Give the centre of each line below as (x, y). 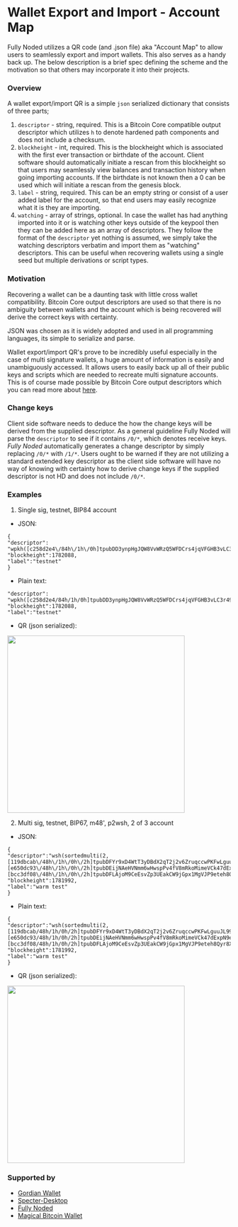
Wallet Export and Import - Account (114, 12)
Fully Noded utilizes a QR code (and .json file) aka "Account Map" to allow (115, 47)
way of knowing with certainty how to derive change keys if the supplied (113, 468)
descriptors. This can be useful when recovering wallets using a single (120, 253)
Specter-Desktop (43, 1201)
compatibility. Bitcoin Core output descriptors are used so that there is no (114, 301)
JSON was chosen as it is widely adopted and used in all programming (110, 331)
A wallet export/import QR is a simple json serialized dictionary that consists (119, 104)
